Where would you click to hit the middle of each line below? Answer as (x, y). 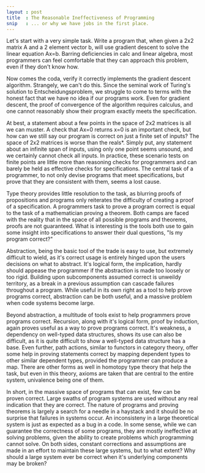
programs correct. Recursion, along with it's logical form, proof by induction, (103, 322)
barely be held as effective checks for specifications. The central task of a (100, 168)
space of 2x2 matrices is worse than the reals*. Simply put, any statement (99, 143)
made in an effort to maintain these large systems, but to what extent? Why (101, 450)
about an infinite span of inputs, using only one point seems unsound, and (100, 149)
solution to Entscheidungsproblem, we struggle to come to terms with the (99, 92)
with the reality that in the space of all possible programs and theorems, (97, 220)
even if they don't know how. (43, 67)
